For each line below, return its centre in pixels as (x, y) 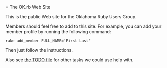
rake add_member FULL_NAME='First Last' (48, 41)
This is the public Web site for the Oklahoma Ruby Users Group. (71, 17)
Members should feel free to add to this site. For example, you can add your (83, 26)
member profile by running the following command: (58, 32)
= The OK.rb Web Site (28, 7)
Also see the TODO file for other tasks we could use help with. (69, 60)
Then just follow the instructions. (39, 50)
